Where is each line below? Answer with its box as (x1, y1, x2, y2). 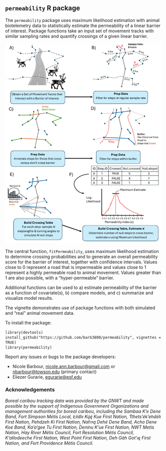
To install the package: (5, 319, 52, 326)
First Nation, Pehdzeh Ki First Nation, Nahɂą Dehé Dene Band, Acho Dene (5, 419, 157, 425)
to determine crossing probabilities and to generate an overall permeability (5, 253, 158, 259)
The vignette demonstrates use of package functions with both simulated (5, 304, 156, 311)
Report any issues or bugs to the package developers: (5, 354, 116, 360)
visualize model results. (5, 295, 54, 301)
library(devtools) (5, 330, 43, 335)
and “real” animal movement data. (5, 310, 75, 316)
